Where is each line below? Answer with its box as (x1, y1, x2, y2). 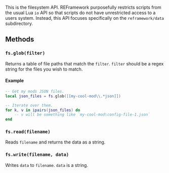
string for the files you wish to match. (5, 66, 83, 72)
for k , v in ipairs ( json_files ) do (5, 108, 80, 113)
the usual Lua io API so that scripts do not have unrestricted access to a (5, 10, 156, 16)
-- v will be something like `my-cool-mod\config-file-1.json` (14, 112, 151, 117)
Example (5, 78, 24, 84)
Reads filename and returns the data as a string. (5, 139, 106, 145)
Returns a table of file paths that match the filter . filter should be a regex (5, 60, 164, 66)
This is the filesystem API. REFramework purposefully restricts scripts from (5, 5, 162, 10)
